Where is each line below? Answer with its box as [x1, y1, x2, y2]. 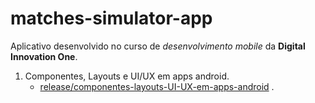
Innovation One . [10, 50, 78, 62]
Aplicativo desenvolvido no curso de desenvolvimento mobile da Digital [10, 40, 306, 52]
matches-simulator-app [10, 7, 213, 30]
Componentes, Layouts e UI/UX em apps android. [24, 70, 230, 82]
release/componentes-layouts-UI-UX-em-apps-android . [39, 80, 275, 92]
